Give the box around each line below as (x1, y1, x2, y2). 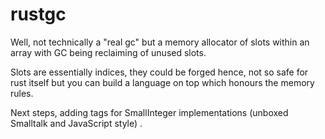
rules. (10, 87, 34, 99)
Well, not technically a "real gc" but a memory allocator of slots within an (10, 36, 310, 48)
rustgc (10, 3, 67, 26)
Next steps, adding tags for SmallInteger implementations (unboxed (10, 106, 289, 118)
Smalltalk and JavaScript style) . (10, 117, 143, 129)
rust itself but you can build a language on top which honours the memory (10, 76, 315, 88)
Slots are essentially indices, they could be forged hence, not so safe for (10, 66, 309, 78)
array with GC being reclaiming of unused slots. (10, 46, 207, 58)
